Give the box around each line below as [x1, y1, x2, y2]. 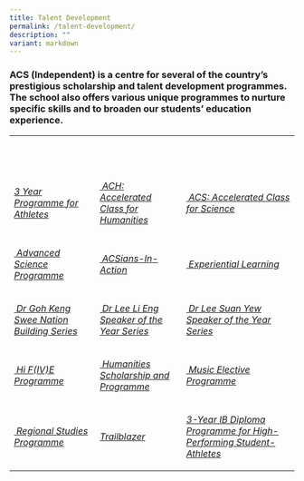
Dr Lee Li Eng [102, 301, 159, 314]
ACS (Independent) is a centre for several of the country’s [9, 69, 269, 82]
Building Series [14, 324, 79, 337]
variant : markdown [9, 38, 79, 48]
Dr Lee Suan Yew [188, 301, 262, 314]
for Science [185, 201, 235, 214]
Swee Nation [14, 313, 69, 326]
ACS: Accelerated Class [188, 191, 290, 203]
